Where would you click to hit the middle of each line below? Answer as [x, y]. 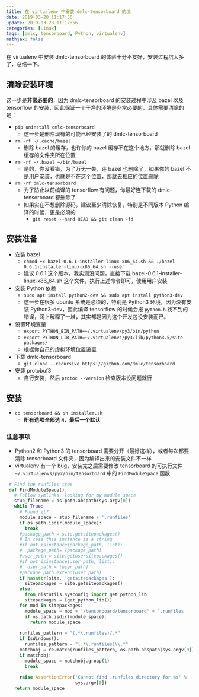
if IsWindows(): [39, 639]
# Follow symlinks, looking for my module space [75, 495]
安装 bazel [27, 254]
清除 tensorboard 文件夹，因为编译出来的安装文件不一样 [83, 458]
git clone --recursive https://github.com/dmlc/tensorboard [99, 364]
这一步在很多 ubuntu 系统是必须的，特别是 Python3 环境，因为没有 [105, 302]
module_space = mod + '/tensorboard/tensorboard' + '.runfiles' [105, 611]
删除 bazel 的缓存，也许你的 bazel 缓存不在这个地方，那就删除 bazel [107, 147]
